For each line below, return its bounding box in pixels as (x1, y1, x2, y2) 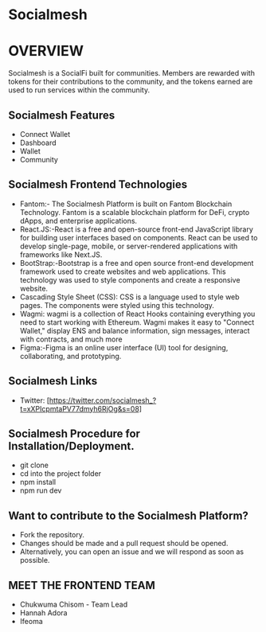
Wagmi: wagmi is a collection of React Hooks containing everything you (19, 309, 256, 318)
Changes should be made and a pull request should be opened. (19, 539, 229, 548)
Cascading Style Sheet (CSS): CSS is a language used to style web (19, 292, 241, 302)
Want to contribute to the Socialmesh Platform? (8, 509, 249, 522)
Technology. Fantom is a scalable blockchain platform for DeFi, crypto (19, 207, 250, 217)
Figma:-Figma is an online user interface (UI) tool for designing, (19, 342, 229, 352)
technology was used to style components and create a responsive (19, 275, 241, 284)
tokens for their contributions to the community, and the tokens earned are (8, 77, 253, 87)
